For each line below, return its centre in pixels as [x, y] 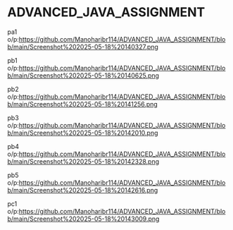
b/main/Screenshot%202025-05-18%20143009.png [83, 219]
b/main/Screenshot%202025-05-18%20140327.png [83, 47]
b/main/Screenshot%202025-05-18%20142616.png [83, 190]
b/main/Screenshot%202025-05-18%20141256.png [83, 104]
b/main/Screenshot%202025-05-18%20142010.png [83, 133]
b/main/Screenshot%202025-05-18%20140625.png [83, 75]
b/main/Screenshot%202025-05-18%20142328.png [83, 161]
